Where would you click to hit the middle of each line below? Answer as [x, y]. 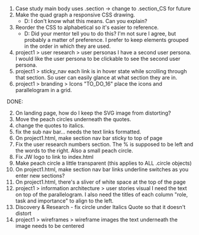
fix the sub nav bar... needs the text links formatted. [78, 132]
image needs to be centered [50, 226]
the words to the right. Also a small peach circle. [74, 151]
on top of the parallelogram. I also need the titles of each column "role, [102, 195]
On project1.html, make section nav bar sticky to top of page [89, 138]
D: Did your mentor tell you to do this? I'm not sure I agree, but [100, 34]
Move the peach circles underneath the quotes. [73, 119]
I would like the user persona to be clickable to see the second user [98, 59]
